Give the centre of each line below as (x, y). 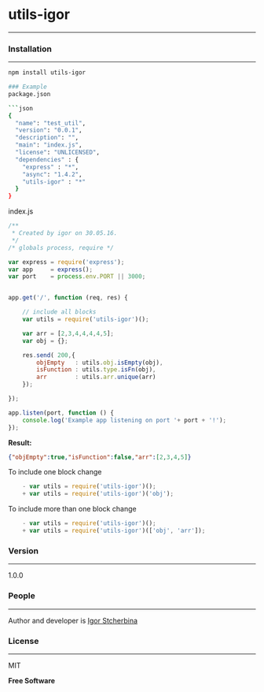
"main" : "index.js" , (49, 145)
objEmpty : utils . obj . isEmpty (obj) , (100, 363)
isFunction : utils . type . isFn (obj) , (96, 370)
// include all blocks (59, 312)
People (22, 596)
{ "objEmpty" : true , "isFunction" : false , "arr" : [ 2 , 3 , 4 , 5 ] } (100, 457)
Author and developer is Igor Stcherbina (73, 620)
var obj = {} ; (45, 340)
